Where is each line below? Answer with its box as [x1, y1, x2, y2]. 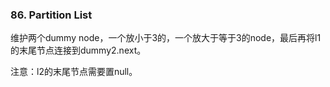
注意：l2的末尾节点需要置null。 [10, 66, 138, 78]
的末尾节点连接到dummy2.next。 [10, 44, 147, 57]
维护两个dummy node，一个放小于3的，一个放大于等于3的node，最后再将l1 [10, 32, 322, 44]
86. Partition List [10, 8, 93, 22]
